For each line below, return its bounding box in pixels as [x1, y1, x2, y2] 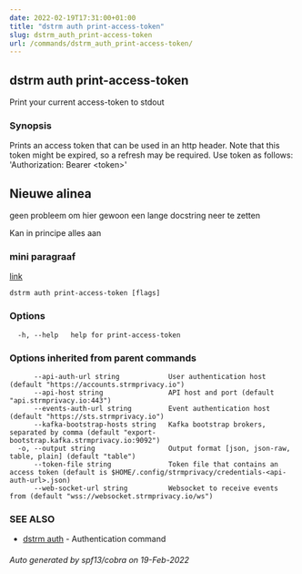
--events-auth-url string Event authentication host [33, 405, 271, 414]
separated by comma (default [9, 428, 120, 437]
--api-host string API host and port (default [33, 388, 275, 397]
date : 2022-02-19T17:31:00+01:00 [9, 13, 136, 23]
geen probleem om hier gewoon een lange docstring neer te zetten [9, 210, 261, 221]
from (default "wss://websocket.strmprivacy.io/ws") [9, 492, 214, 501]
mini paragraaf [9, 251, 76, 263]
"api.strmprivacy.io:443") [9, 396, 112, 405]
